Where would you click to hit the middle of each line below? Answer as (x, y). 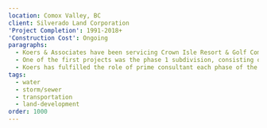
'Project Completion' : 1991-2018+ (66, 30)
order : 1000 (28, 112)
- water (28, 82)
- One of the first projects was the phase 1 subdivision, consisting (135, 60)
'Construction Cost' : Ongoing (58, 38)
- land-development (48, 104)
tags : (17, 75)
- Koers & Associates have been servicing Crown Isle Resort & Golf (131, 52)
